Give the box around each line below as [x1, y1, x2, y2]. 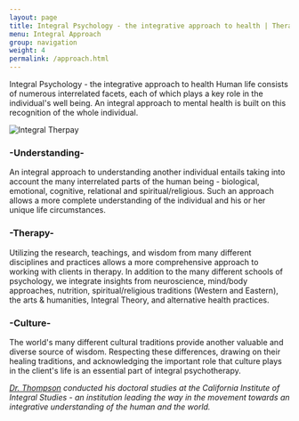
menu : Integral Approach [9, 29, 101, 38]
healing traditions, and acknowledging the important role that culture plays [9, 355, 282, 366]
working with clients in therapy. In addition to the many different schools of [9, 266, 283, 277]
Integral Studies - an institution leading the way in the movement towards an [9, 392, 291, 402]
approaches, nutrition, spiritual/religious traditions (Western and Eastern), [9, 285, 279, 296]
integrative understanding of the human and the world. [9, 401, 211, 412]
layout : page [9, 12, 58, 22]
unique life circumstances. [9, 205, 107, 215]
